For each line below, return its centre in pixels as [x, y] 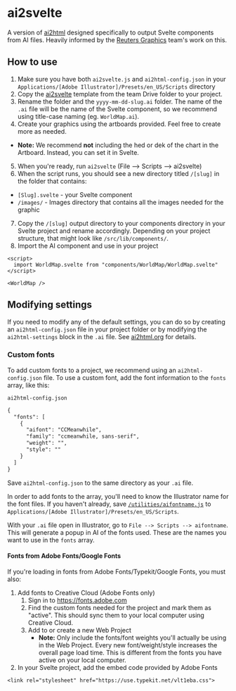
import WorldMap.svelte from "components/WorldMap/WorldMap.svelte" [116, 265]
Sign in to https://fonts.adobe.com [78, 600]
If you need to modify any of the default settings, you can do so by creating [117, 322]
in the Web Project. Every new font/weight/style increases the [128, 645]
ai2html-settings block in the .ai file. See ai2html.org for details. [102, 336]
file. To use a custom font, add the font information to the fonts [135, 377]
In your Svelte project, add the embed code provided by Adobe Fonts [117, 667]
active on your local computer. [82, 660]
